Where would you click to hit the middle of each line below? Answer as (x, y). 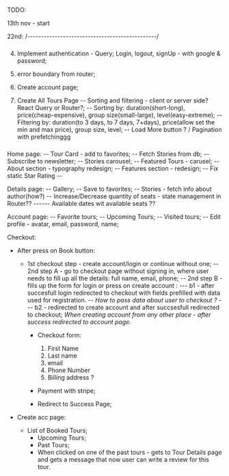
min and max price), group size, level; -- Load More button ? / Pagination (119, 129)
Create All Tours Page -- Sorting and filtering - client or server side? (112, 100)
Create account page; (48, 87)
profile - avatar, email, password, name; (63, 224)
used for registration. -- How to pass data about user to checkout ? (122, 300)
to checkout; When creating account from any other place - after (119, 315)
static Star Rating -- (35, 175)
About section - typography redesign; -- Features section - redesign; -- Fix (113, 168)
